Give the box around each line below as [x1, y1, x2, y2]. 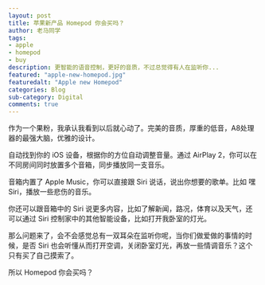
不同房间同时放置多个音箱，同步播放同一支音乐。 [8, 160, 169, 170]
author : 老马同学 [8, 26, 61, 34]
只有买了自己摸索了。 [8, 251, 78, 260]
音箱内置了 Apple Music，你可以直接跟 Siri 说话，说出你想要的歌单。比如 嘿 [8, 177, 256, 187]
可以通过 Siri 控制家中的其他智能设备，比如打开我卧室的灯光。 [8, 214, 212, 224]
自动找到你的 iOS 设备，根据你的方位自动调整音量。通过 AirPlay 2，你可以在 [8, 150, 257, 160]
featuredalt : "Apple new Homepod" [8, 78, 123, 86]
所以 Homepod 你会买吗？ [8, 267, 94, 277]
